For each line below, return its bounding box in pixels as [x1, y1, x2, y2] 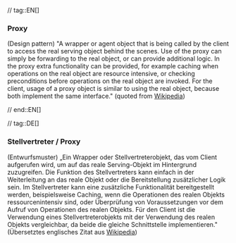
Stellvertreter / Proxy [7, 137, 81, 147]
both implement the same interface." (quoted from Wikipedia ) [7, 92, 185, 101]
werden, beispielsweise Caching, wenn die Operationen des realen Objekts [7, 190, 225, 199]
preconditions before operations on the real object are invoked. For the [7, 77, 213, 85]
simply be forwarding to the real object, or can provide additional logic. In [7, 54, 221, 63]
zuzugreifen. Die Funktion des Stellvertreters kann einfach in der [7, 168, 194, 176]
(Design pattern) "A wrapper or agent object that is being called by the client [7, 39, 229, 48]
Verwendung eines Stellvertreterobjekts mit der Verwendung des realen [7, 213, 216, 221]
